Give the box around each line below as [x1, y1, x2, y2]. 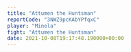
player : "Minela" [7, 22, 57, 29]
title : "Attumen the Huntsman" [7, 9, 97, 17]
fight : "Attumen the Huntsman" [7, 28, 97, 36]
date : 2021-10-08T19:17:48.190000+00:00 [7, 35, 125, 42]
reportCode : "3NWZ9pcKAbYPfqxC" [7, 16, 99, 23]
